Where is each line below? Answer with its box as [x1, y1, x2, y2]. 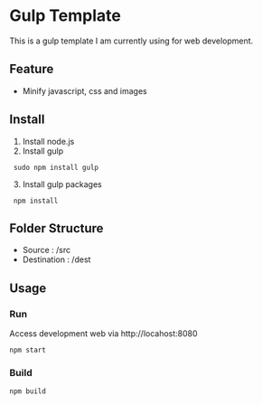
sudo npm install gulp [13, 163, 99, 172]
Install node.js [22, 136, 75, 146]
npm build [9, 387, 47, 396]
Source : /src [22, 245, 71, 256]
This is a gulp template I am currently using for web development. [9, 35, 254, 46]
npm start [9, 345, 47, 355]
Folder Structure [9, 221, 104, 236]
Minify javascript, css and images [22, 85, 147, 96]
